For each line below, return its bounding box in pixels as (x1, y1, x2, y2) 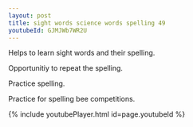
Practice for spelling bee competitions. (8, 94, 136, 104)
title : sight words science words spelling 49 (8, 19, 166, 27)
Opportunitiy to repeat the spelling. (8, 63, 124, 73)
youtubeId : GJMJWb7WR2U (8, 26, 88, 34)
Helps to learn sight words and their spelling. (8, 48, 156, 58)
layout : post (8, 11, 52, 20)
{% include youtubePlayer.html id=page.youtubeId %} (8, 110, 186, 119)
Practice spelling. (8, 79, 65, 88)
